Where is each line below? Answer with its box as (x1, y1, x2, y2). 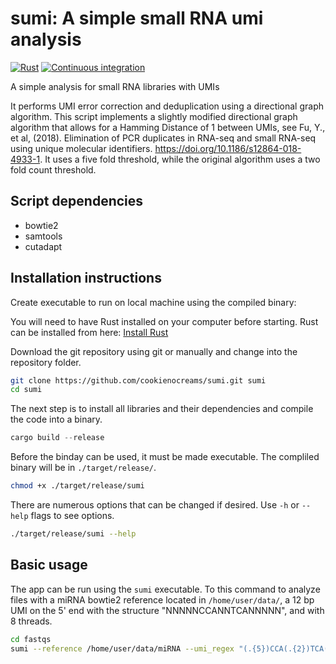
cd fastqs (10, 634, 52, 644)
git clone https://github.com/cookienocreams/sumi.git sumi (10, 375, 267, 386)
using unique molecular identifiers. (10, 142, 153, 154)
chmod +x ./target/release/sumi (10, 481, 145, 491)
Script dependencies (10, 193, 144, 210)
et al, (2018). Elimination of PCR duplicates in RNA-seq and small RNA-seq (10, 132, 317, 144)
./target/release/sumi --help (10, 529, 137, 539)
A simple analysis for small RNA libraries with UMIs (10, 80, 220, 92)
